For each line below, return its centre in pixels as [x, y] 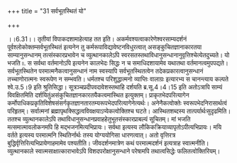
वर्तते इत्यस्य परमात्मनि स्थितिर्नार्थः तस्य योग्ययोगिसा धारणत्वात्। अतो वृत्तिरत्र [92, 135]
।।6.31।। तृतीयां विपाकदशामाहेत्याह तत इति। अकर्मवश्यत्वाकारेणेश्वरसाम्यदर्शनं [97, 39]
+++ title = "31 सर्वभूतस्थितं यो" [47, 11]
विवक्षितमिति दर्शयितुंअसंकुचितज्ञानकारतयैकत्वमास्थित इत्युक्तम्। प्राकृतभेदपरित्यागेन [98, 95]
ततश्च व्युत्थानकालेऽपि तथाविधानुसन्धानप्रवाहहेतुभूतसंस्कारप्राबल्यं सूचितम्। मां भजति [99, 119]
